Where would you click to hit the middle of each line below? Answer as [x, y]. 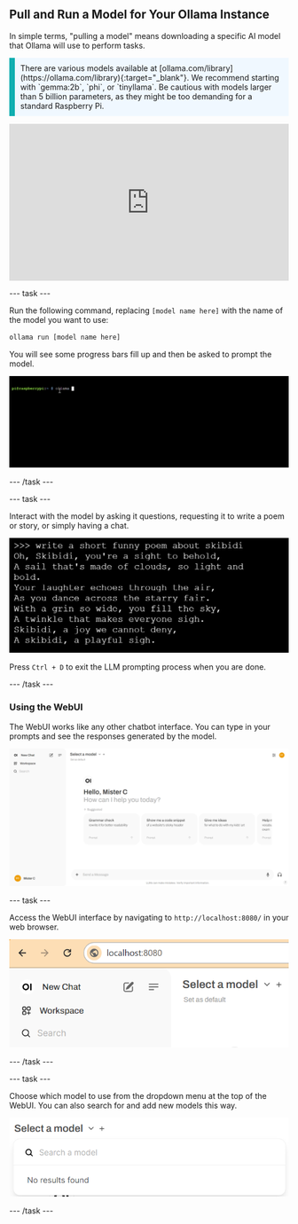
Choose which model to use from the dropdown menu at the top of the [138, 1096]
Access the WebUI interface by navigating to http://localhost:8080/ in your [149, 918]
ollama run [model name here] [65, 337]
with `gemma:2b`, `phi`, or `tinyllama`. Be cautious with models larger [146, 87]
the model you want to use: [59, 320]
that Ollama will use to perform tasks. [77, 45]
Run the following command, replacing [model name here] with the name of [146, 310]
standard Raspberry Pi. [63, 106]
